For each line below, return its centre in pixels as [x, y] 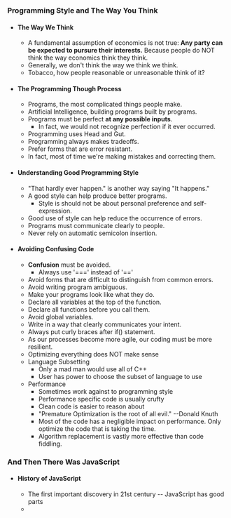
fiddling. [50, 444]
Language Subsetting [58, 361]
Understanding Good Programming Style [78, 172]
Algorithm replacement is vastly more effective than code [121, 436]
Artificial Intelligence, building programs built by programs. [112, 112]
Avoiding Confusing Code [56, 249]
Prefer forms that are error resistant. [80, 149]
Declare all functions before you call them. [89, 309]
